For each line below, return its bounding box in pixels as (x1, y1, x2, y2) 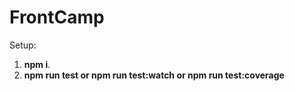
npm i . (23, 58, 51, 70)
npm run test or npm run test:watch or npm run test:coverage (23, 69, 285, 81)
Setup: (9, 39, 37, 51)
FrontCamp (9, 6, 105, 29)
